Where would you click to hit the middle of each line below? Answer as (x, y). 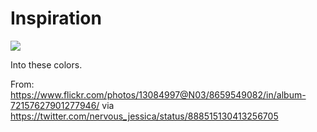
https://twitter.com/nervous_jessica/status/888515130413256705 (144, 116)
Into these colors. (46, 64)
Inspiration (56, 18)
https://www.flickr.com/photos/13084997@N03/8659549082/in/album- (158, 94)
